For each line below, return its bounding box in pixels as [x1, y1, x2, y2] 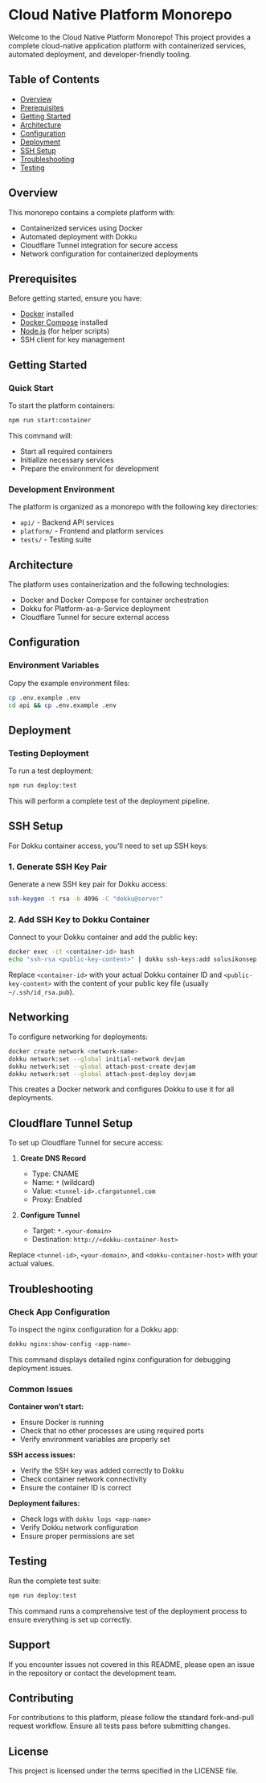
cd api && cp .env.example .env [8, 701, 117, 709]
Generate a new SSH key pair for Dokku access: [8, 879, 167, 889]
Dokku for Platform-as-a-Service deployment [19, 604, 170, 613]
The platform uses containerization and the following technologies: [8, 580, 230, 589]
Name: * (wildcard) [31, 1178, 96, 1187]
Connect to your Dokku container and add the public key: [8, 933, 198, 942]
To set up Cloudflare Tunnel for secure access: [8, 1138, 164, 1148]
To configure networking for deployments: [8, 1032, 149, 1041]
